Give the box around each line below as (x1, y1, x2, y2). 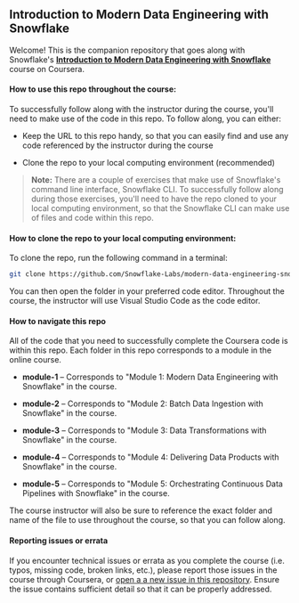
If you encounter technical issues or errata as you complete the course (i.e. (9, 555, 285, 566)
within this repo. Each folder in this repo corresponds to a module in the (9, 345, 272, 355)
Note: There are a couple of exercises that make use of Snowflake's (30, 175, 281, 185)
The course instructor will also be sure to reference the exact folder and (9, 505, 273, 516)
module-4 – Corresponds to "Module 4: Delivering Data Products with (21, 452, 279, 462)
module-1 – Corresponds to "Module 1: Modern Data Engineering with (21, 371, 279, 382)
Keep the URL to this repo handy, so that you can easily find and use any (21, 131, 289, 142)
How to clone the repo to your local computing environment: (9, 232, 237, 243)
